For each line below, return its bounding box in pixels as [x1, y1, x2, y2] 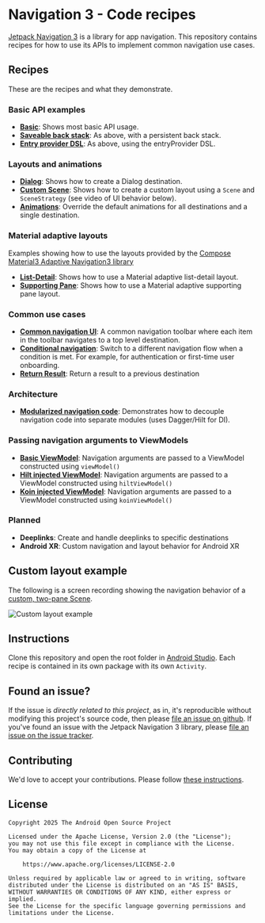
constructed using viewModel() [19, 461, 120, 471]
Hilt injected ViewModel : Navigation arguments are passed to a [19, 469, 229, 479]
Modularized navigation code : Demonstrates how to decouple [19, 407, 225, 416]
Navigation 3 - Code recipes [8, 6, 196, 24]
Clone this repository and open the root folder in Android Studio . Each [8, 653, 236, 663]
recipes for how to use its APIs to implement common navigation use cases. [8, 40, 256, 49]
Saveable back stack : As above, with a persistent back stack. [19, 131, 221, 140]
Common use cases [8, 308, 86, 320]
